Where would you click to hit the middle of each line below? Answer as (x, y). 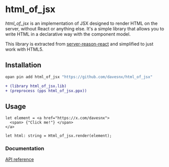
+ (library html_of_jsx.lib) (36, 86)
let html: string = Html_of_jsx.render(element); (59, 136)
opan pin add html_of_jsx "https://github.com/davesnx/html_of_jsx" (79, 77)
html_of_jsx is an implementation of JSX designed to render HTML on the (81, 23)
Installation (23, 65)
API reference (20, 159)
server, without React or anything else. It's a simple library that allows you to (85, 28)
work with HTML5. (25, 49)
